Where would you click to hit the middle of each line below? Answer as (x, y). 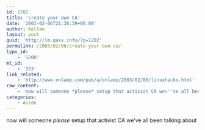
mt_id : (15, 63)
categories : (21, 97)
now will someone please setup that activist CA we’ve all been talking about (102, 120)
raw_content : (23, 86)
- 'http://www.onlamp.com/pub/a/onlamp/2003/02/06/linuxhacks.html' (106, 80)
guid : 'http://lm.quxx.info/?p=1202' (54, 40)
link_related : (24, 74)
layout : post (23, 35)
